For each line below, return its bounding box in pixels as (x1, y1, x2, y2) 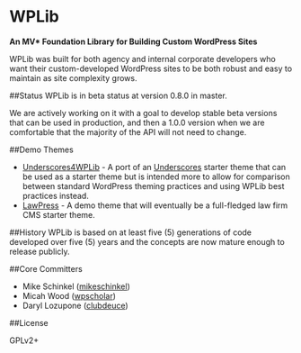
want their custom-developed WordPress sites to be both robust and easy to (9, 63, 293, 74)
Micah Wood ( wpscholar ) (22, 290, 117, 301)
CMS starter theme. (22, 209, 96, 220)
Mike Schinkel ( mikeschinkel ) (22, 281, 130, 292)
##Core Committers (9, 263, 83, 274)
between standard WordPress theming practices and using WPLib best (22, 180, 285, 191)
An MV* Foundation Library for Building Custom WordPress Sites (9, 36, 258, 47)
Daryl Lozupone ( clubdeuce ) (22, 300, 128, 311)
